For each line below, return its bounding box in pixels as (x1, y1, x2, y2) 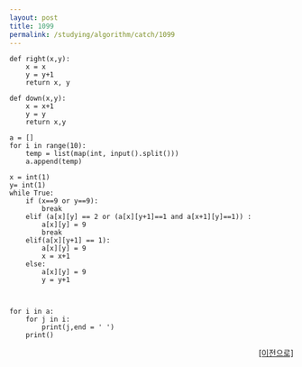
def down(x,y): (9, 94, 67, 104)
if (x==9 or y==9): (25, 197, 99, 206)
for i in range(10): (9, 142, 87, 151)
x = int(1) (9, 173, 50, 182)
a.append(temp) (25, 157, 83, 167)
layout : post (9, 13, 59, 23)
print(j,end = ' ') (41, 323, 115, 332)
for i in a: (9, 307, 54, 317)
